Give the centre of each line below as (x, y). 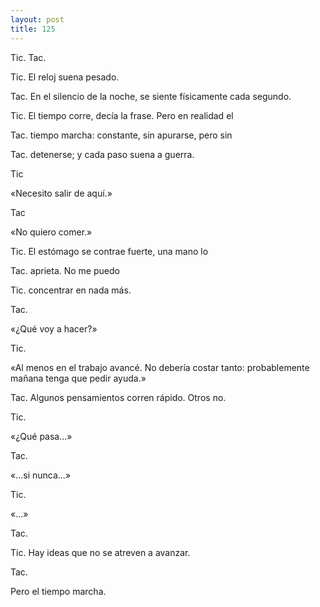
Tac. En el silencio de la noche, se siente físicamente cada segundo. (151, 96)
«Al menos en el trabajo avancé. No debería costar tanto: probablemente (160, 367)
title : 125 (33, 29)
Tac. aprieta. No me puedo (65, 270)
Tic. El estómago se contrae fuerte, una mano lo (109, 251)
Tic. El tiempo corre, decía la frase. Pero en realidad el (122, 115)
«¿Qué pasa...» (41, 436)
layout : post (37, 19)
